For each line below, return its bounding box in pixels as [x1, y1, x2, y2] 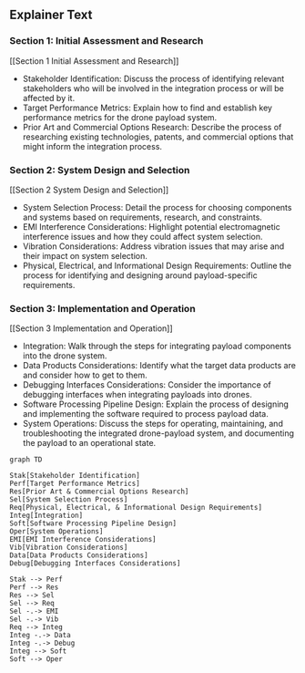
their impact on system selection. [22, 250, 147, 261]
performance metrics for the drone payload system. [22, 111, 218, 122]
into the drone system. [22, 350, 107, 361]
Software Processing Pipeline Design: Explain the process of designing [22, 399, 290, 409]
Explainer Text [9, 7, 93, 23]
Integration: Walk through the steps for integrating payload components [22, 341, 291, 352]
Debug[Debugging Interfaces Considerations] [9, 559, 181, 568]
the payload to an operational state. [22, 438, 157, 449]
